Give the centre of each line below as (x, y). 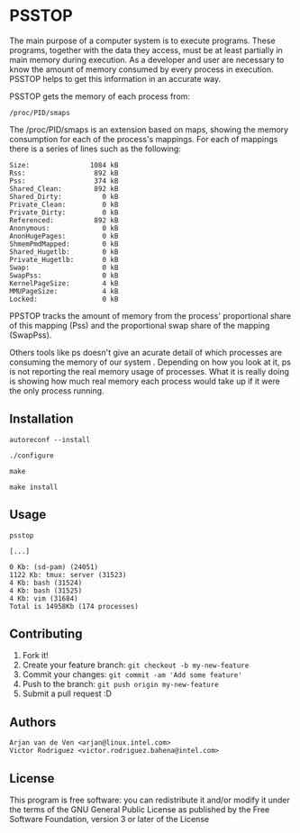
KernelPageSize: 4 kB (64, 283)
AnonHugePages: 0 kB (64, 236)
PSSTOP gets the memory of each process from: (100, 96)
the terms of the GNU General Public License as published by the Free (140, 810)
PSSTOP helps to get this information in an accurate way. (115, 78)
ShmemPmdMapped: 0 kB (64, 244)
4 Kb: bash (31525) (46, 591)
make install (34, 487)
